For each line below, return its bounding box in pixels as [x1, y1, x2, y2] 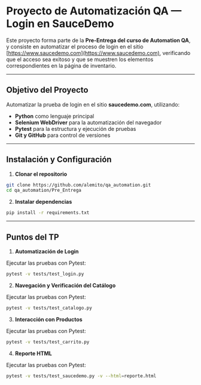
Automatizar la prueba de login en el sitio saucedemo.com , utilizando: [6, 100, 180, 108]
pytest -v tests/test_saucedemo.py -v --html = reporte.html [6, 372, 157, 379]
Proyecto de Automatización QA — [6, 4, 182, 18]
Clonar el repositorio [14, 170, 68, 178]
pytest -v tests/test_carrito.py [6, 339, 90, 345]
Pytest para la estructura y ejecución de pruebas [14, 125, 136, 132]
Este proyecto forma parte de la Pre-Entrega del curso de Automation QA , [6, 36, 191, 44]
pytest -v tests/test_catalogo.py [6, 305, 93, 311]
